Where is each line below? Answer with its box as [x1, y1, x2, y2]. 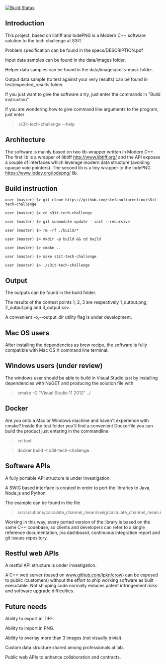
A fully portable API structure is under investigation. [5, 475, 111, 481]
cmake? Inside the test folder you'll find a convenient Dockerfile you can [5, 422, 153, 428]
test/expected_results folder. [5, 81, 64, 87]
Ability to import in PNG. [5, 625, 55, 631]
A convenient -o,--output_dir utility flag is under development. [5, 314, 133, 320]
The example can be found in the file [5, 500, 81, 506]
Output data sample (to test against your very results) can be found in [5, 76, 148, 82]
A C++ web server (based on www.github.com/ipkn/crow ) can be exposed [5, 572, 158, 578]
